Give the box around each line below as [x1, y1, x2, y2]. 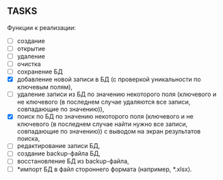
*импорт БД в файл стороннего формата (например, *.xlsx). [16, 165, 192, 173]
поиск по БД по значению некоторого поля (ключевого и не [16, 112, 194, 121]
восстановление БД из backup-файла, [16, 157, 129, 166]
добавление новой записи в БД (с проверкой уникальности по [16, 75, 201, 84]
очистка [16, 60, 41, 67]
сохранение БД [16, 67, 63, 76]
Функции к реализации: [7, 23, 77, 31]
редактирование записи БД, [16, 142, 101, 150]
